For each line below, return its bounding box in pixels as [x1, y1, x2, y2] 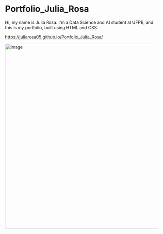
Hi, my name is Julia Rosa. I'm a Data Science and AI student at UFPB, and [5, 19, 154, 25]
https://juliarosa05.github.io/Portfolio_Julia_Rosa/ [5, 34, 103, 40]
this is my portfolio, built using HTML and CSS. [5, 24, 98, 30]
